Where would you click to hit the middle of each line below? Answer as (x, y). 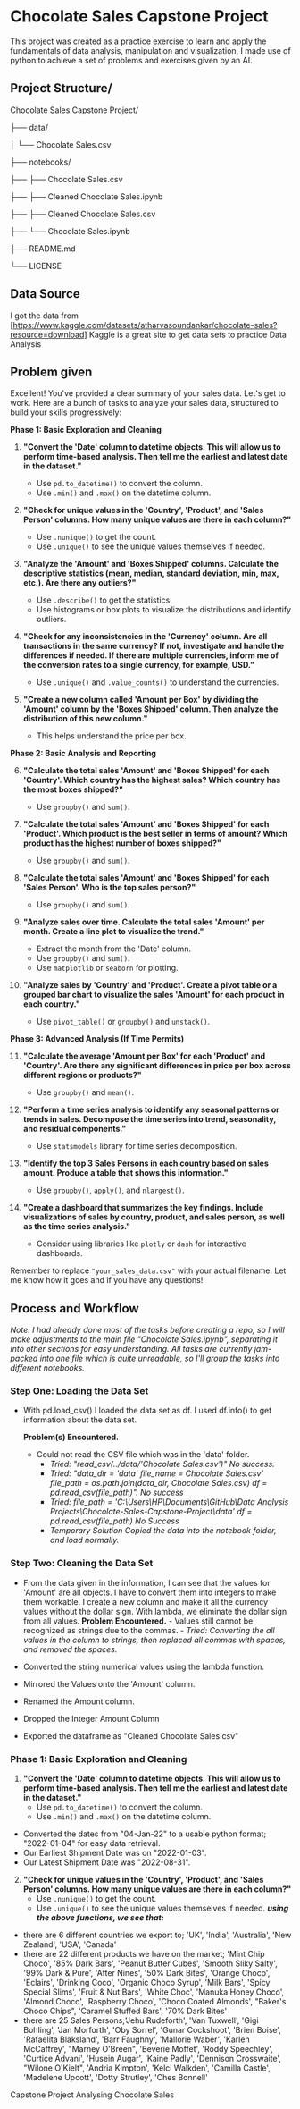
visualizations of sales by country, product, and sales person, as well (154, 1217)
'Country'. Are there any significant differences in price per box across (157, 1066)
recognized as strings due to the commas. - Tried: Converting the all (149, 1630)
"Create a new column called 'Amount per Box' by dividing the (141, 700)
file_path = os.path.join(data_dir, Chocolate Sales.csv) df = (158, 1483)
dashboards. (59, 1253)
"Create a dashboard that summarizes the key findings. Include (143, 1208)
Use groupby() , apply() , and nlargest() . (111, 1190)
